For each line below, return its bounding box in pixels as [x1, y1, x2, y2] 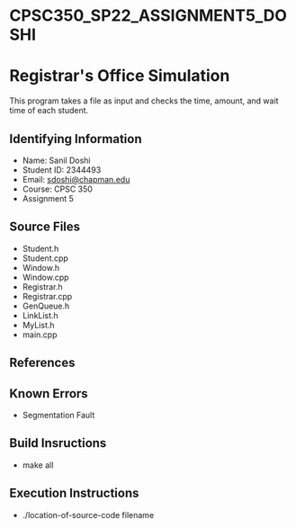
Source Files [9, 219, 81, 235]
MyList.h [22, 319, 56, 330]
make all [22, 460, 54, 470]
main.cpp [22, 329, 58, 340]
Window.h [22, 262, 60, 273]
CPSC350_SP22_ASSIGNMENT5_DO [9, 5, 288, 26]
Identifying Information [9, 131, 142, 147]
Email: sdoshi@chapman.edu [22, 174, 130, 184]
